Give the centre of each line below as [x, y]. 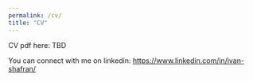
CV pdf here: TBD [37, 45]
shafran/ [22, 68]
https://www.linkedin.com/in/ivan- [189, 61]
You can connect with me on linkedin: [70, 61]
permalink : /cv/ [35, 15]
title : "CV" [28, 23]
